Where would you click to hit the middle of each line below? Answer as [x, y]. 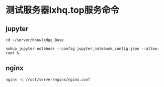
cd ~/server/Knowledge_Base [35, 40]
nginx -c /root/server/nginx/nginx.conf [48, 80]
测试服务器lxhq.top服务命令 [63, 10]
